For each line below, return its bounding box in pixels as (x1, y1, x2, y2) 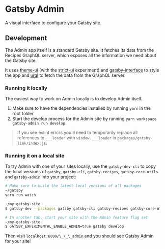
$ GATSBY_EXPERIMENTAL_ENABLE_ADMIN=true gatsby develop (5, 224, 124, 229)
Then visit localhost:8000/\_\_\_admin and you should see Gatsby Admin (5, 233, 154, 239)
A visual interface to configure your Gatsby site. (5, 20, 102, 26)
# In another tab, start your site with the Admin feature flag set (5, 215, 148, 220)
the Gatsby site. (5, 58, 37, 63)
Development (5, 34, 48, 42)
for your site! (5, 238, 31, 244)
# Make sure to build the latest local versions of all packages (5, 184, 141, 188)
